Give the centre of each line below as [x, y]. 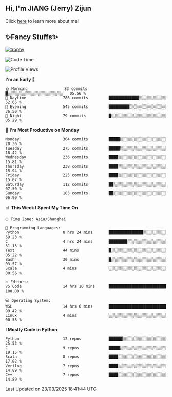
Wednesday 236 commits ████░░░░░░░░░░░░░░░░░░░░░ [86, 157]
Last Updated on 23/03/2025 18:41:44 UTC [51, 389]
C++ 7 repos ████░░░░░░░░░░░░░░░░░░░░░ [86, 375]
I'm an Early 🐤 [20, 79]
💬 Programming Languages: [33, 228]
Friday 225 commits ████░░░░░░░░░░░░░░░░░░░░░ [86, 175]
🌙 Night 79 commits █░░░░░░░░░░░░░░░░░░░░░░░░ [86, 116]
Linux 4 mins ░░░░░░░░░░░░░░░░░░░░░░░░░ [86, 315]
